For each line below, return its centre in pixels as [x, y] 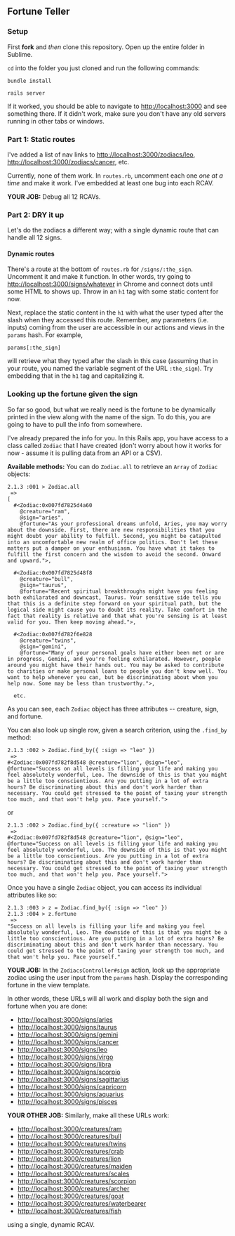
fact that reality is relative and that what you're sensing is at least [117, 616]
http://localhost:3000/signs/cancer [68, 1041]
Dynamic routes [31, 254]
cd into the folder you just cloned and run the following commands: [103, 68]
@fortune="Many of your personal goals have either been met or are [122, 652]
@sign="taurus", [44, 585]
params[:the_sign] [34, 348]
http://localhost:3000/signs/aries [65, 1019]
